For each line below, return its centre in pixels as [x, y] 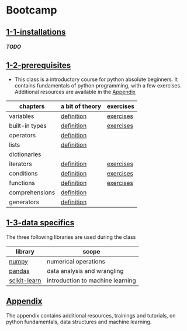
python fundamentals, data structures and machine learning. [79, 322]
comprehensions [32, 192]
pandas [19, 271]
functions [22, 183]
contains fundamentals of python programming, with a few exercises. [98, 85]
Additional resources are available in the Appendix [75, 92]
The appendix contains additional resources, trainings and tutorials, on [91, 315]
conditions [23, 173]
